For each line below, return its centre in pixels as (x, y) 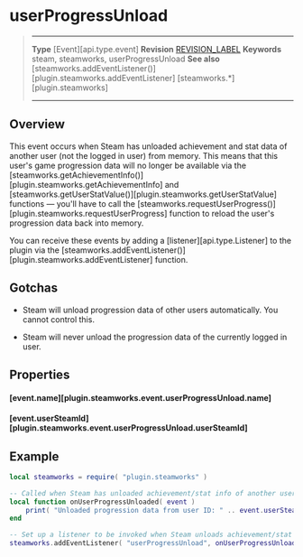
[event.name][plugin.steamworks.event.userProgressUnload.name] (141, 397)
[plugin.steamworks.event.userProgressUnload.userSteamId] (129, 428)
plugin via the (35, 250)
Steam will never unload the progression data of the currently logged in (155, 337)
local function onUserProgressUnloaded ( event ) (102, 502)
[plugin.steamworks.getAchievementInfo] (86, 184)
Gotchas (34, 288)
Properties (40, 374)
